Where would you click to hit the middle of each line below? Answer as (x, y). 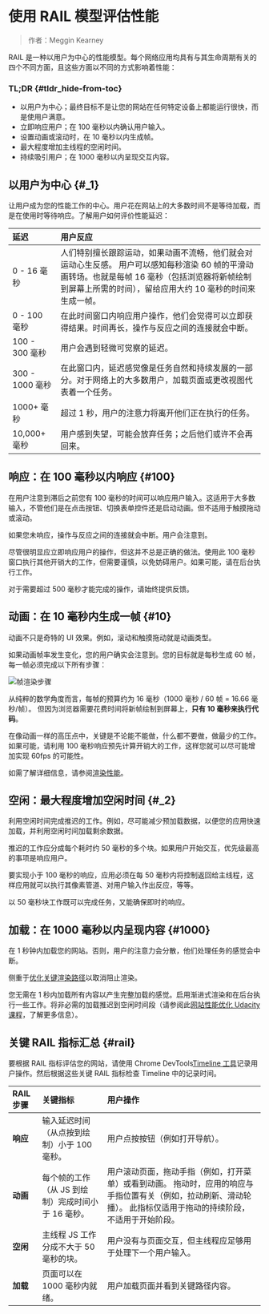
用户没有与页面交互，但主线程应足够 (175, 1241)
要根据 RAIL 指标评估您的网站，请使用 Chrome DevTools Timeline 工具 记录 (130, 1063)
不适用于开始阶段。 (143, 1220)
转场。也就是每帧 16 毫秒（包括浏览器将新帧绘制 (160, 277)
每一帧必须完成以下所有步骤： (57, 664)
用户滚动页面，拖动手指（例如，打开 (175, 1172)
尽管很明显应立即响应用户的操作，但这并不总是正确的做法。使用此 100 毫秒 (132, 552)
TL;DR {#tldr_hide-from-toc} (65, 88)
